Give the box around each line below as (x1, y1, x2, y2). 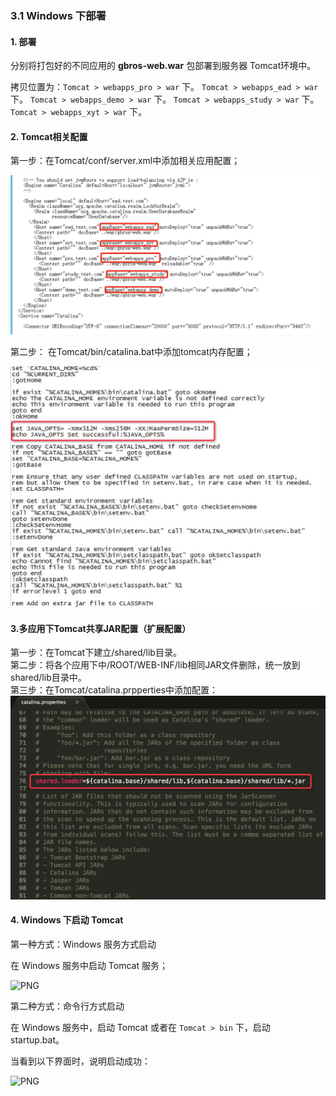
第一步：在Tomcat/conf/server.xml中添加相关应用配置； (10, 155, 241, 167)
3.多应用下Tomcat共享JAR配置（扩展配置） (10, 622, 192, 634)
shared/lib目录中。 (10, 672, 87, 684)
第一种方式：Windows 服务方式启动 (10, 938, 157, 950)
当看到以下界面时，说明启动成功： (10, 1055, 151, 1067)
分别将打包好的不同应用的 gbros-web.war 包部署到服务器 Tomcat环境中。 (10, 60, 317, 72)
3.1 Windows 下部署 (10, 8, 107, 22)
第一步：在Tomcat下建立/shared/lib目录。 (10, 647, 182, 659)
